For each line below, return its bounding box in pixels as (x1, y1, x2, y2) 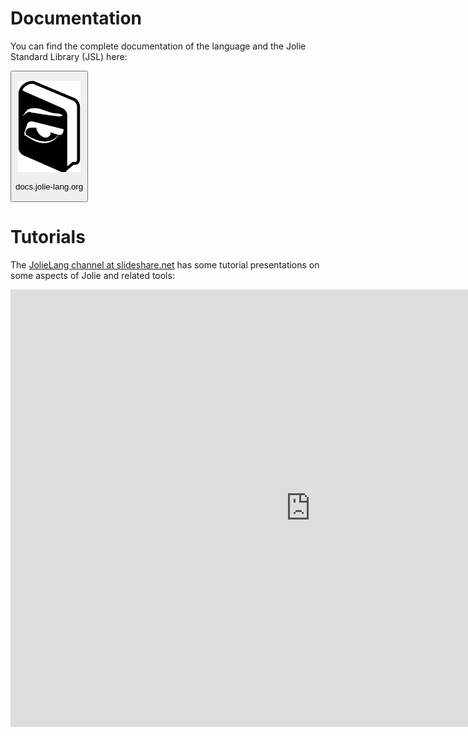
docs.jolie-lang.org (15, 182, 84, 192)
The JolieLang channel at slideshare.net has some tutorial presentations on (10, 258, 320, 271)
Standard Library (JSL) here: (10, 50, 128, 62)
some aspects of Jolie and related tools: (10, 269, 175, 281)
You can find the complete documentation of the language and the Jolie (10, 40, 307, 52)
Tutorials (10, 225, 86, 248)
